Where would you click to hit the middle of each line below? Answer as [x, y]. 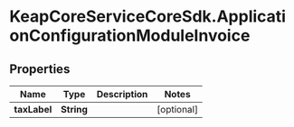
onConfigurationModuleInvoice [130, 36]
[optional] [178, 109]
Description [122, 94]
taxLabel [33, 109]
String [74, 109]
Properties [40, 69]
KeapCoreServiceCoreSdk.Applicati [148, 17]
